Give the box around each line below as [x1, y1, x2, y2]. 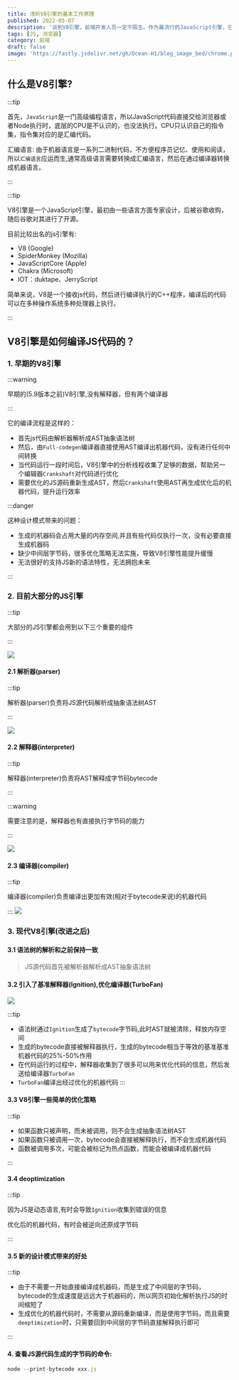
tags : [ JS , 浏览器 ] [7, 30, 62, 38]
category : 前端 [7, 37, 51, 44]
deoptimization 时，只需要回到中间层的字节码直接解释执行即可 [17, 1318, 201, 1327]
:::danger [7, 501, 34, 510]
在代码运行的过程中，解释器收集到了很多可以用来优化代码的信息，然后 [17, 1060, 224, 1068]
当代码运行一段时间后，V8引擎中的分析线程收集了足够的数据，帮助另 [17, 460, 220, 469]
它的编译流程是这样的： [7, 419, 76, 428]
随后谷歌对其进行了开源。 [7, 214, 83, 223]
